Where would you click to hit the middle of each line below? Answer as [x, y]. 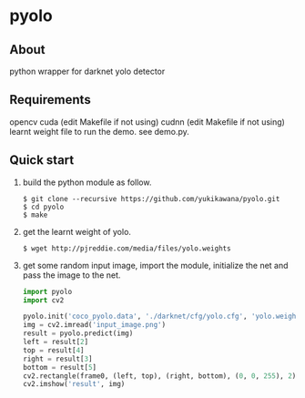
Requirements [50, 100]
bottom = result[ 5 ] [60, 367]
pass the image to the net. [71, 275]
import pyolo [47, 291]
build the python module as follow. [87, 182]
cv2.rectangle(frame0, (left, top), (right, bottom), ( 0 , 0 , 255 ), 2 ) [159, 376]
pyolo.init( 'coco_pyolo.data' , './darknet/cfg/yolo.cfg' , [135, 316]
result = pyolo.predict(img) [78, 333]
